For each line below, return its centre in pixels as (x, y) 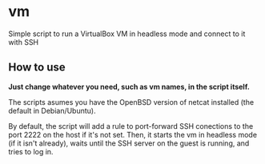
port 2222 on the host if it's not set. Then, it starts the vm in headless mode (133, 134)
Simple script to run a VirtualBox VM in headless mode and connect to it (127, 34)
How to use (37, 68)
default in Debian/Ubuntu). (52, 110)
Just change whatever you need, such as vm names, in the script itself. (129, 86)
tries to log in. (31, 151)
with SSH (24, 42)
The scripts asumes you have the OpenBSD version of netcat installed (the (131, 102)
